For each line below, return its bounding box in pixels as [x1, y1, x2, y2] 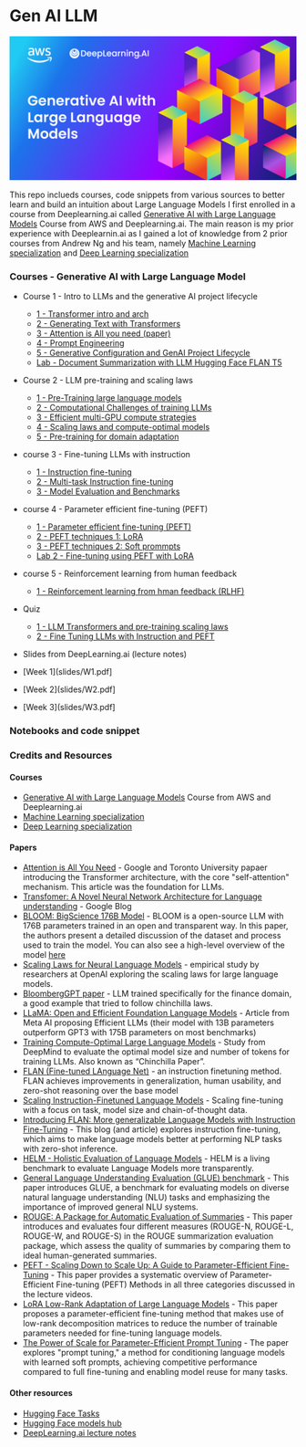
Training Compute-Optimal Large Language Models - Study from [22, 1037, 266, 1048]
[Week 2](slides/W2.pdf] [22, 684, 116, 695]
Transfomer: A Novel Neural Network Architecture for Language [22, 891, 262, 902]
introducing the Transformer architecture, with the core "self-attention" [22, 872, 290, 883]
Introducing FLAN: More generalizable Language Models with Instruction [22, 1115, 296, 1126]
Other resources [9, 1388, 73, 1399]
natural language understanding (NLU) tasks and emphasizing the [22, 1192, 270, 1203]
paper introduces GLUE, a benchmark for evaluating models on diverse [22, 1182, 290, 1193]
